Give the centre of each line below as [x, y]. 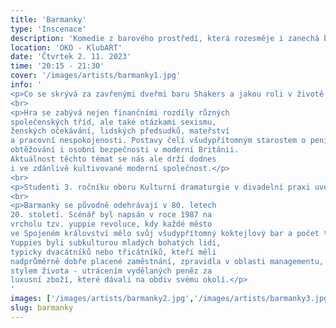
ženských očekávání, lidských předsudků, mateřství [120, 131]
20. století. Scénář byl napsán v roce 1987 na [111, 215]
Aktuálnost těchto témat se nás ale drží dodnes [113, 159]
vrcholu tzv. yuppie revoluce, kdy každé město [111, 224]
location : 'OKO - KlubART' [66, 47]
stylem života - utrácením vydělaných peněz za [111, 271]
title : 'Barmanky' [48, 19]
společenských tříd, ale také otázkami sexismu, [113, 122]
